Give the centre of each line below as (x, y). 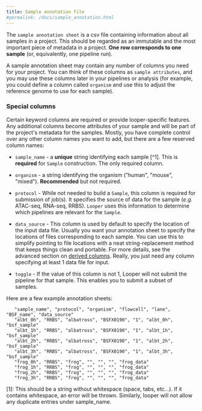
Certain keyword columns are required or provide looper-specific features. (99, 119)
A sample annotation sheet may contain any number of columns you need (98, 65)
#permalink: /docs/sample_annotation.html (60, 17)
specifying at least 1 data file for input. (62, 262)
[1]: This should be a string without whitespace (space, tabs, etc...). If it (94, 389)
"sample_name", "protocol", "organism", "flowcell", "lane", (92, 309)
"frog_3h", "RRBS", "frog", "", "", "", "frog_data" (81, 378)
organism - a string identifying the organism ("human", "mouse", (94, 175)
